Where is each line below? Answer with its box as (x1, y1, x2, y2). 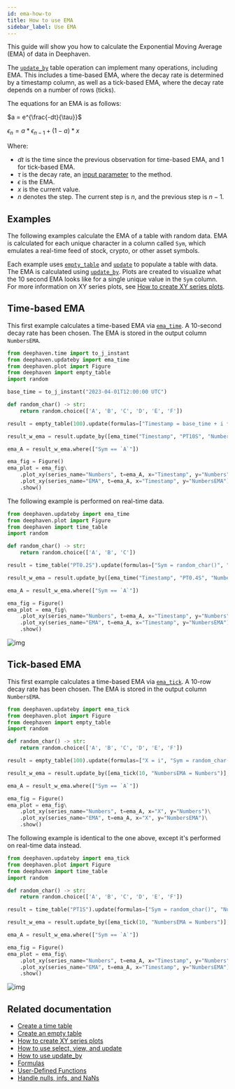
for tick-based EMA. (17, 163, 76, 172)
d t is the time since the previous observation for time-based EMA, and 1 (17, 156, 225, 164)
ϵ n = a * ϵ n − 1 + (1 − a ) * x (7, 127, 80, 137)
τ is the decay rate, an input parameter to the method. (17, 170, 173, 179)
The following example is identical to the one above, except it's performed (7, 834, 221, 842)
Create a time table (17, 1022, 73, 1030)
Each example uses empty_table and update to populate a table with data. (7, 260, 218, 268)
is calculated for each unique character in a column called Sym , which (7, 239, 206, 247)
